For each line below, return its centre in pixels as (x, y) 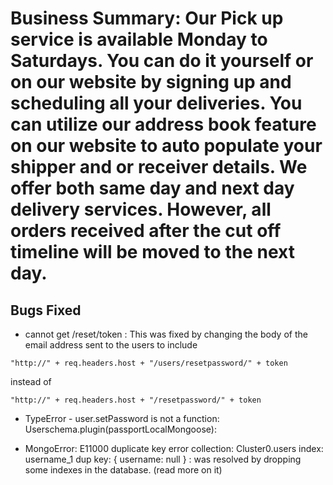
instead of (31, 381)
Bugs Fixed (46, 310)
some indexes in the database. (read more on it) (123, 470)
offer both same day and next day (152, 188)
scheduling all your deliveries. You (156, 103)
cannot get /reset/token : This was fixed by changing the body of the (166, 334)
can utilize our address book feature (163, 124)
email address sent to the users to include (111, 345)
